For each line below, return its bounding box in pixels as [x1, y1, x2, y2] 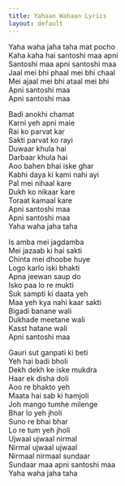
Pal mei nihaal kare [8, 178, 71, 187]
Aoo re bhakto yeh [8, 382, 71, 392]
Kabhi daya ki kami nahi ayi [8, 170, 100, 179]
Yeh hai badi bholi [8, 356, 68, 366]
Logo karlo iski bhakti [8, 263, 80, 273]
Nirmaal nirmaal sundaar [8, 451, 91, 461]
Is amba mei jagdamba [8, 237, 84, 247]
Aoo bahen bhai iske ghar [8, 161, 94, 170]
